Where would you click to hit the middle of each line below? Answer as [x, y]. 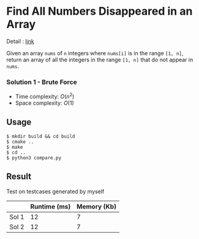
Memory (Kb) [96, 207]
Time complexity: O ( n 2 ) [45, 96]
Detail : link [21, 41]
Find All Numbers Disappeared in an [99, 11]
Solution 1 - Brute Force [42, 82]
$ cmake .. [20, 142]
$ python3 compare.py [34, 157]
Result [19, 177]
